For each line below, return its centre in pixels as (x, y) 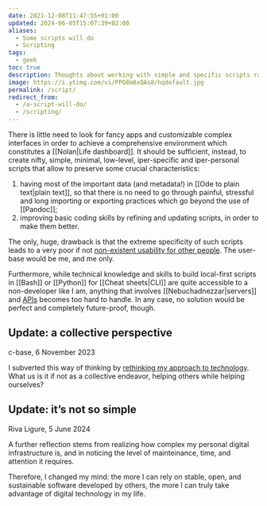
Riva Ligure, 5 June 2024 (49, 429)
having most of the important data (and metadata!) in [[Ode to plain (130, 184)
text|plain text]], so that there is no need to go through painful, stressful (137, 192)
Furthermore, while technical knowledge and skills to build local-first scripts (132, 274)
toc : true (25, 68)
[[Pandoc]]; (39, 209)
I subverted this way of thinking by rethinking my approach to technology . (129, 367)
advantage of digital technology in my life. (77, 493)
